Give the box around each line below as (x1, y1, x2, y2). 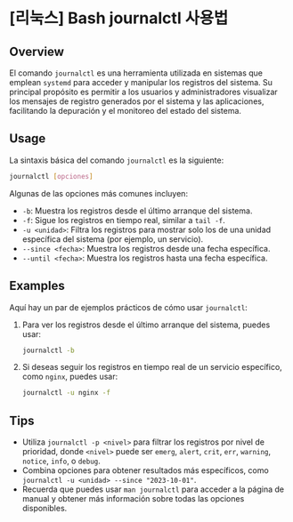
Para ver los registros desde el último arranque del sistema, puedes (21, 319, 271, 330)
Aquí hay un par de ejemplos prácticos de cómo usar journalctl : (9, 301, 248, 312)
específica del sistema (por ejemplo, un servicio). (21, 233, 204, 245)
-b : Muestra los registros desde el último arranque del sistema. (21, 205, 253, 216)
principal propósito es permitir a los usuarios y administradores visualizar (9, 86, 278, 97)
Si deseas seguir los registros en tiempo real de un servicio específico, (21, 362, 282, 373)
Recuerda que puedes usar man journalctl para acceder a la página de (21, 484, 285, 494)
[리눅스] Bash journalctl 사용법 (9, 8, 229, 28)
